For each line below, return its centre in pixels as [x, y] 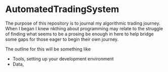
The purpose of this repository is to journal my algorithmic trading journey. [83, 23]
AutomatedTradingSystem [62, 9]
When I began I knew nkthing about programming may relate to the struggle [84, 28]
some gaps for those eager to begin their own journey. [62, 39]
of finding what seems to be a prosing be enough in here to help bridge [79, 34]
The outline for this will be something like [48, 49]
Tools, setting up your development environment [63, 58]
